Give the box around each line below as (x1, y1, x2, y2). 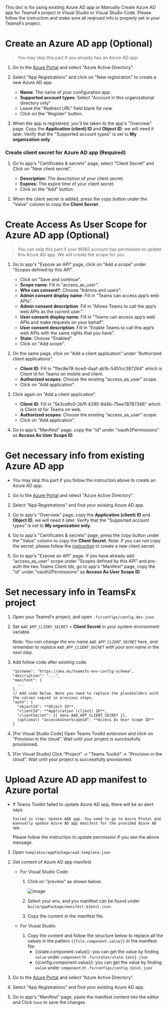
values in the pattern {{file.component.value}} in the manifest (27, 937, 157, 944)
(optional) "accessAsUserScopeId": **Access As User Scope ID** (17, 717, 154, 723)
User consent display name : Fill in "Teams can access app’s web (20, 314, 155, 320)
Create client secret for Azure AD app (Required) (5, 149, 126, 156)
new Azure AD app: (12, 79, 53, 85)
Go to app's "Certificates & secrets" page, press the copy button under (12, 532, 159, 538)
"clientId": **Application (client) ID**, (17, 708, 107, 714)
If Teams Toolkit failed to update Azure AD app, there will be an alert (12, 801, 154, 807)
